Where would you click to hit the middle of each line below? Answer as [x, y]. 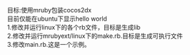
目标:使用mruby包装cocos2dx [49, 10]
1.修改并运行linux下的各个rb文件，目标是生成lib [74, 27]
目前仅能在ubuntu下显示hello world [57, 19]
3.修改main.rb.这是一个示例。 [49, 44]
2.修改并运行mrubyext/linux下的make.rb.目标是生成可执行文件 [95, 36]
